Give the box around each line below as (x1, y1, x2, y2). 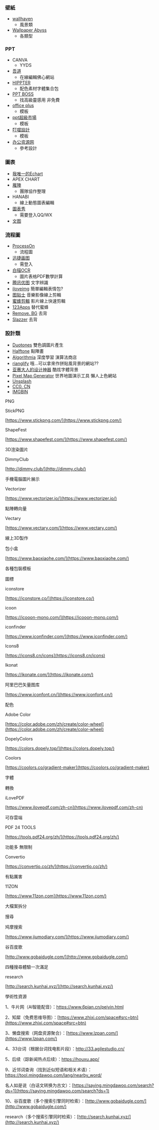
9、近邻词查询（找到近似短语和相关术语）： (5, 1067, 92, 1073)
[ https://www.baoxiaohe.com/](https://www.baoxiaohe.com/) (5, 555, 129, 561)
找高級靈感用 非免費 (19, 97, 60, 103)
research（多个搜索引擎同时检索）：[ (5, 1114, 79, 1120)
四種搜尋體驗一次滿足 (5, 964, 48, 970)
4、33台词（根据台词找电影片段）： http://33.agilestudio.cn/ (5, 1046, 125, 1052)
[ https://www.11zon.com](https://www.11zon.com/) (5, 893, 107, 899)
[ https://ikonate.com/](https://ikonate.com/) (5, 672, 94, 677)
